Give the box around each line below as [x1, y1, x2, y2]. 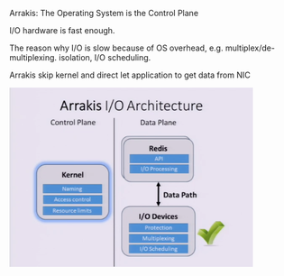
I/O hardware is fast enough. [9, 25, 115, 35]
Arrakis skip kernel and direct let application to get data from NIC [9, 69, 251, 80]
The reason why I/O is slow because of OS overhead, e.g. [9, 42, 224, 53]
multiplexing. [9, 52, 57, 62]
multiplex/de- [224, 42, 275, 53]
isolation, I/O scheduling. [58, 52, 151, 62]
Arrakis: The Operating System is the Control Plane [9, 8, 199, 18]
